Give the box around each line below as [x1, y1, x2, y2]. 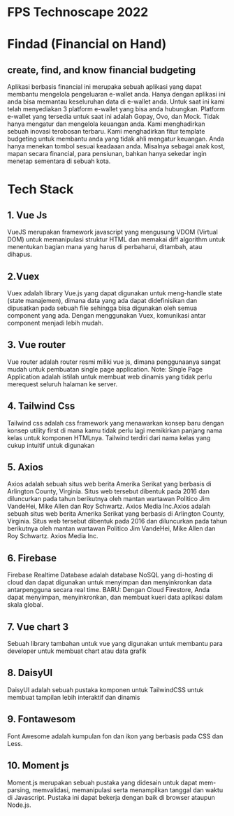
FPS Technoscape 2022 [7, 4, 149, 20]
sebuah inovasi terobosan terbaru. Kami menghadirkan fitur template [7, 127, 205, 136]
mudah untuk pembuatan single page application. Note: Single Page [7, 365, 203, 373]
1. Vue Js [7, 209, 47, 221]
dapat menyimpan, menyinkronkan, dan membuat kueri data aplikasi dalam [7, 593, 224, 602]
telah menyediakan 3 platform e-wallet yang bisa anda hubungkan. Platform [7, 105, 226, 113]
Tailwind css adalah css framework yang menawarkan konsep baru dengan [7, 418, 225, 427]
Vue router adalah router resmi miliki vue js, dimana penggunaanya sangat [7, 358, 221, 366]
